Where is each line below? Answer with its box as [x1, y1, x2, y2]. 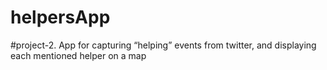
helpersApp [10, 6, 111, 29]
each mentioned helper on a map [10, 49, 147, 61]
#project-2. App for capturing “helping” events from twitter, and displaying [10, 39, 317, 51]
